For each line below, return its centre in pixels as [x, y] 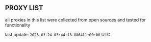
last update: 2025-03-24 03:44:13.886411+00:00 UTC [58, 34]
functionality [18, 25]
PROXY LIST [24, 8]
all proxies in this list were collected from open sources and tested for [75, 20]
